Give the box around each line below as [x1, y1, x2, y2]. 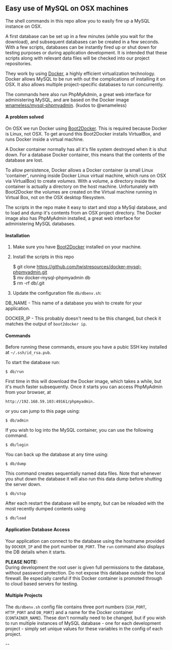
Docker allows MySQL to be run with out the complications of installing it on [5, 75, 166, 82]
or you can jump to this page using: [5, 408, 81, 414]
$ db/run [5, 369, 24, 374]
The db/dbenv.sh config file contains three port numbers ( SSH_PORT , [5, 603, 147, 610]
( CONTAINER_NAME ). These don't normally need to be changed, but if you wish [5, 615, 166, 621]
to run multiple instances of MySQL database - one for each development [5, 620, 161, 626]
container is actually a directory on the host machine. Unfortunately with [5, 183, 158, 189]
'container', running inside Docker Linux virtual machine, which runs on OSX [5, 173, 166, 179]
